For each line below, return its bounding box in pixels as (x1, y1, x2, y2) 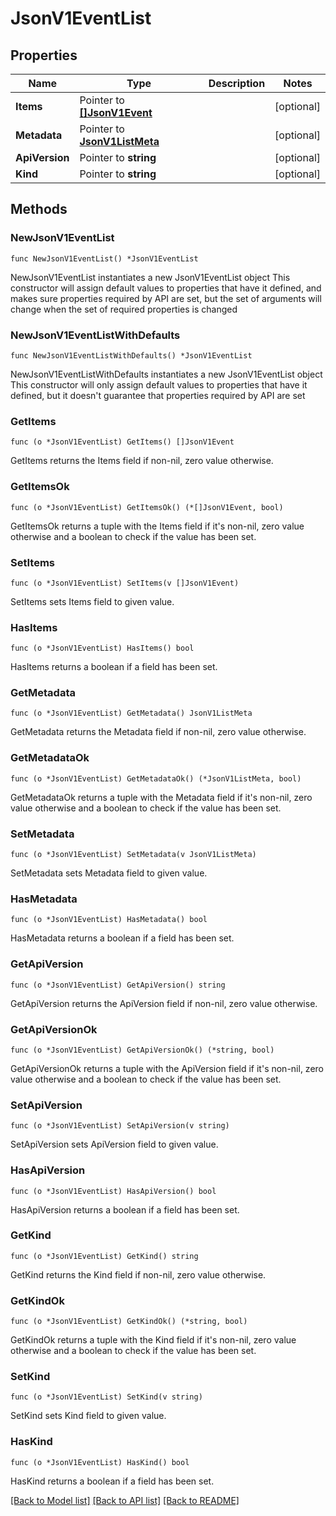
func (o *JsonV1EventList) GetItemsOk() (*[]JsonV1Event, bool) (10, 502, 284, 512)
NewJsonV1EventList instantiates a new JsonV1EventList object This (10, 271, 291, 283)
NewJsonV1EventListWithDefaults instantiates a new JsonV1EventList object (10, 368, 323, 380)
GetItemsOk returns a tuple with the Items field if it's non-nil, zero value (10, 520, 305, 532)
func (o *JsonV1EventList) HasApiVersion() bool (10, 1186, 217, 1196)
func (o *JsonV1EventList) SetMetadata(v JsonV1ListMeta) (10, 850, 257, 860)
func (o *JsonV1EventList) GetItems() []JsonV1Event (10, 437, 235, 447)
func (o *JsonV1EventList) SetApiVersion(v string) (10, 1121, 230, 1131)
